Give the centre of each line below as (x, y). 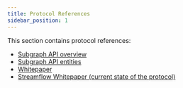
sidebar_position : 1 (38, 20)
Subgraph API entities (49, 61)
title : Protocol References (49, 14)
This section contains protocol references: (69, 40)
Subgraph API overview (52, 54)
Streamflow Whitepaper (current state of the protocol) (96, 76)
